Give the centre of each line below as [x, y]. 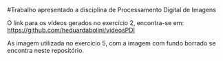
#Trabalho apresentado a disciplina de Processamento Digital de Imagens [112, 10]
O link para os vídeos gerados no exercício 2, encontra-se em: [96, 23]
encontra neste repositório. [46, 50]
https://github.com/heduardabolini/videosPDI [71, 30]
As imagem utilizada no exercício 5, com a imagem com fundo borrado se [111, 43]
